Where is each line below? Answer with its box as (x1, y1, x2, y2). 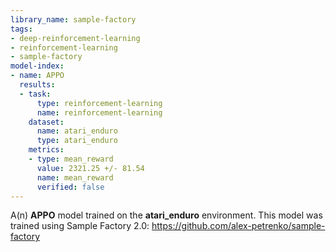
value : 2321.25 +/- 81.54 (36, 163, 145, 173)
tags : (10, 24, 33, 34)
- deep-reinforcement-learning (10, 33, 141, 43)
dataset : (28, 117, 65, 127)
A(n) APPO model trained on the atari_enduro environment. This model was (10, 209, 323, 221)
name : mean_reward (36, 172, 114, 183)
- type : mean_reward (28, 154, 114, 164)
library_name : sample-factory (10, 14, 137, 25)
